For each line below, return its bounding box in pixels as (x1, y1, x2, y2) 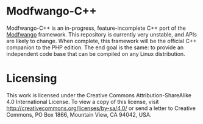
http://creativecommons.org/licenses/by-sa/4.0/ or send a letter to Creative (6, 105, 196, 112)
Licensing (6, 72, 57, 86)
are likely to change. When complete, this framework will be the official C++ (6, 37, 197, 44)
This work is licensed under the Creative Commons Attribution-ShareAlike (6, 91, 192, 98)
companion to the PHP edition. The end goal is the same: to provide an (6, 44, 184, 51)
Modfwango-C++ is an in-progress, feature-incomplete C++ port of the (6, 24, 186, 32)
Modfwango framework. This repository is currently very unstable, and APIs (6, 30, 197, 38)
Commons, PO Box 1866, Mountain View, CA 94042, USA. (6, 111, 152, 118)
